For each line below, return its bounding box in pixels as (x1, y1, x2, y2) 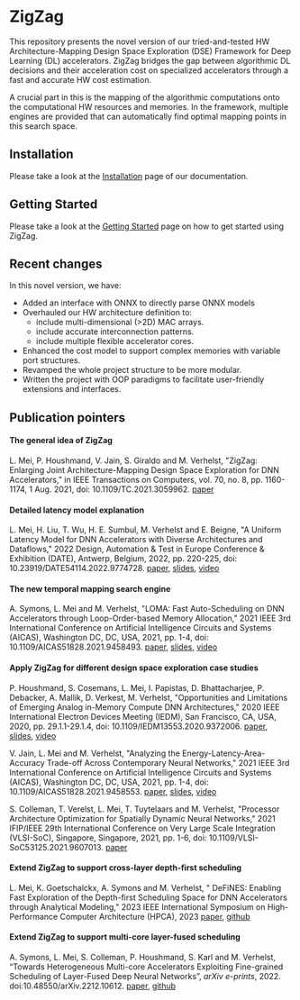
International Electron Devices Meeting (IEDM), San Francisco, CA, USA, (9, 711, 277, 722)
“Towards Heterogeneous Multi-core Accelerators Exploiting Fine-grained (9, 961, 284, 972)
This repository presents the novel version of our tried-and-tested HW (9, 36, 270, 47)
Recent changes (9, 256, 103, 271)
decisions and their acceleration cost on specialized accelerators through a (9, 65, 289, 76)
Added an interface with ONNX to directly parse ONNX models (22, 297, 255, 308)
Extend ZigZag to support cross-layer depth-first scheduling (9, 862, 241, 873)
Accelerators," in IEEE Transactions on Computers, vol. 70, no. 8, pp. (9, 474, 263, 485)
